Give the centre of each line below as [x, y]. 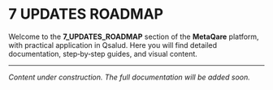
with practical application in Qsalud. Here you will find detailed [113, 45]
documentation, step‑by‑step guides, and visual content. [103, 54]
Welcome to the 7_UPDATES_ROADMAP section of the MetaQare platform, [134, 36]
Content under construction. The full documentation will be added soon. [129, 77]
